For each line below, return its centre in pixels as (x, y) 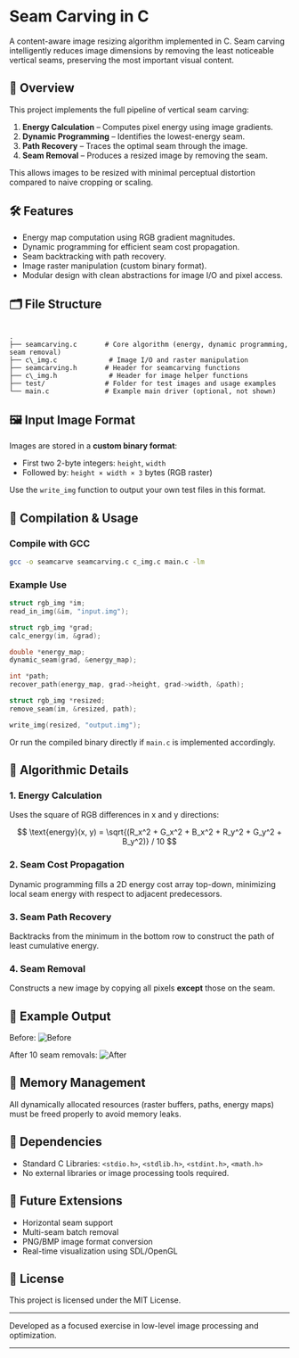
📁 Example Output (60, 1016)
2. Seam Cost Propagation (67, 865)
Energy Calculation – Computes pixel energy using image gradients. (148, 127)
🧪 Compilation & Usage (74, 518)
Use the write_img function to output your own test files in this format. (137, 490)
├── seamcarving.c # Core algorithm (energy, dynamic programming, (149, 345)
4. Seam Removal (48, 968)
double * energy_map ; (48, 652)
